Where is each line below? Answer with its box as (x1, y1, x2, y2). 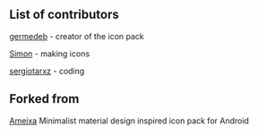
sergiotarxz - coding (9, 65, 85, 76)
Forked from (9, 91, 80, 106)
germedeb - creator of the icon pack (9, 30, 145, 41)
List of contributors (9, 7, 119, 22)
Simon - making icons (9, 48, 90, 59)
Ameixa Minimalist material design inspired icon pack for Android (9, 115, 249, 126)
